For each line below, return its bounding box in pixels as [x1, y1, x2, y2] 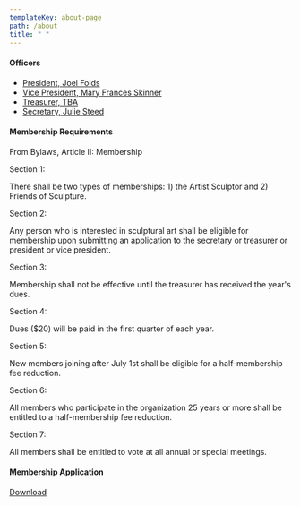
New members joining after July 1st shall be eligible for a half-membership [9, 357, 284, 368]
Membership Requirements [9, 126, 114, 137]
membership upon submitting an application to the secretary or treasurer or [9, 235, 288, 245]
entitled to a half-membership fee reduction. [9, 411, 173, 422]
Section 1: [9, 163, 46, 175]
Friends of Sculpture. [9, 190, 87, 202]
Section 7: [9, 429, 47, 440]
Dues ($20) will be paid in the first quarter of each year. [9, 323, 215, 334]
